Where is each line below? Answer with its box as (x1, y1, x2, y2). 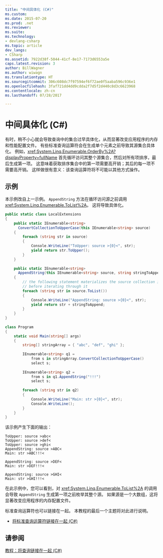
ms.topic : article (5, 43, 42, 48)
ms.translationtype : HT (5, 75, 53, 80)
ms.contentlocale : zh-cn (5, 88, 55, 93)
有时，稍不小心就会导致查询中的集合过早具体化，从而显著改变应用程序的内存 (5, 136, 158, 142)
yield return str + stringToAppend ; (31, 302, 105, 307)
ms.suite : (5, 30, 25, 34)
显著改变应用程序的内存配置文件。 (5, 498, 73, 504)
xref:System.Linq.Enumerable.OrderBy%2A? (27, 148, 116, 154)
